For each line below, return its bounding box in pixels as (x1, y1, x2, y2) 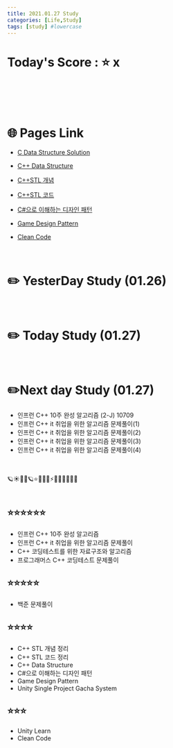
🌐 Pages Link (7, 125, 84, 141)
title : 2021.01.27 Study (7, 10, 79, 17)
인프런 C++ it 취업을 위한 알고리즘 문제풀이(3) (17, 437, 142, 445)
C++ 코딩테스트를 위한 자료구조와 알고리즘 (17, 547, 132, 555)
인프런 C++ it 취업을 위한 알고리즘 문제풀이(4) (17, 445, 142, 454)
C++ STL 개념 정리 (17, 644, 69, 652)
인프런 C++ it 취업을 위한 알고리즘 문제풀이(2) (17, 428, 141, 437)
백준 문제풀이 (17, 600, 53, 608)
